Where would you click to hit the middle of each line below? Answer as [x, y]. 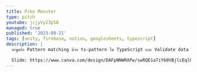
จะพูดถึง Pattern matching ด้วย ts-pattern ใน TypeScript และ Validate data [100, 50]
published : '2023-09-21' [36, 33]
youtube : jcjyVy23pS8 [33, 22]
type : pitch [21, 17]
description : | [25, 44]
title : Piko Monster [31, 11]
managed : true [23, 28]
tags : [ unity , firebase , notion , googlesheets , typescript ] [81, 39]
